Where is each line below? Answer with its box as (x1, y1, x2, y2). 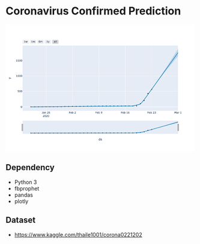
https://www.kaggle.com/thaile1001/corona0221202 (14, 231, 142, 238)
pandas (14, 191, 34, 198)
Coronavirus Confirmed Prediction (5, 4, 181, 18)
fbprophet (14, 185, 40, 192)
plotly (14, 197, 29, 205)
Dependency (5, 162, 55, 172)
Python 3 (14, 178, 37, 186)
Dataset (5, 215, 36, 225)
